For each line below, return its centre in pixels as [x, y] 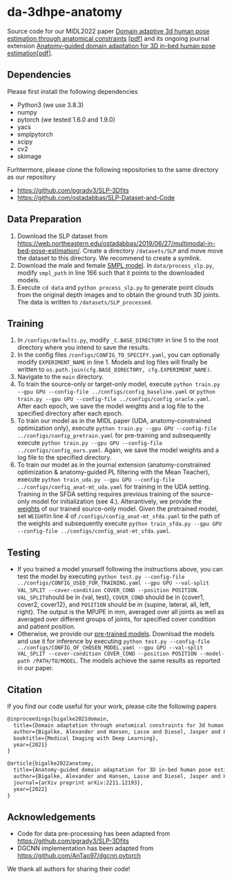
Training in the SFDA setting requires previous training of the [103, 494]
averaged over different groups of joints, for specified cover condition [116, 619]
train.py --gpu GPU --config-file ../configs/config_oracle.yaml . [114, 399]
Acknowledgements [51, 817]
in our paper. [35, 668]
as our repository [32, 177]
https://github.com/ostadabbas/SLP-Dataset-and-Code [96, 197]
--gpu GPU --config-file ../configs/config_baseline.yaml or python [116, 391]
